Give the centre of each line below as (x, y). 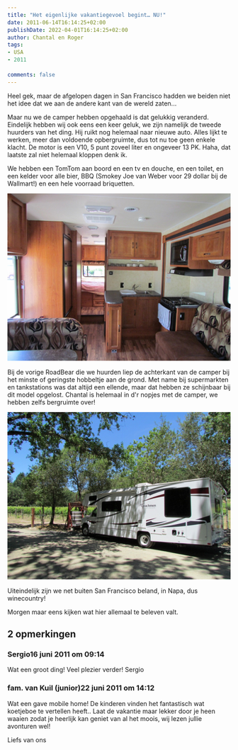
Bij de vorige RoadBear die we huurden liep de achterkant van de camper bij (119, 372)
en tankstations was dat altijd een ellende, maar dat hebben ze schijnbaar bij (119, 387)
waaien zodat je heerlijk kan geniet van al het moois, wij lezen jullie (105, 718)
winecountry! (27, 598)
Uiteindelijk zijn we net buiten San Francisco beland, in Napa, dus (103, 591)
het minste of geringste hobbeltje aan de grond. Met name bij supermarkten (118, 380)
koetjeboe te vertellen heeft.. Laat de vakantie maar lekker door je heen (112, 711)
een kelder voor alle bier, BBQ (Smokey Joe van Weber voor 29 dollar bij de (118, 176)
